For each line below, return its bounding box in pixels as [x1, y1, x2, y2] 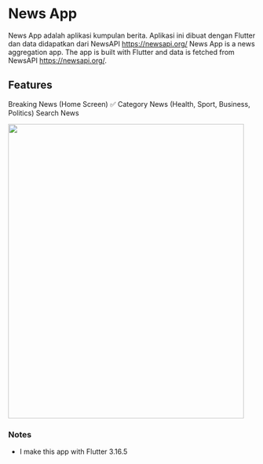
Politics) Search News [8, 108, 80, 118]
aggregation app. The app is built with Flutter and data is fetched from [8, 47, 236, 57]
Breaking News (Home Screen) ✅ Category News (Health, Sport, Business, [8, 99, 250, 108]
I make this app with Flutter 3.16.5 [19, 447, 128, 456]
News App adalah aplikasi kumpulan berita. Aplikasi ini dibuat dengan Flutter [8, 31, 256, 40]
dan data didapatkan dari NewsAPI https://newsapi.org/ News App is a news [8, 38, 255, 48]
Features [8, 79, 53, 92]
